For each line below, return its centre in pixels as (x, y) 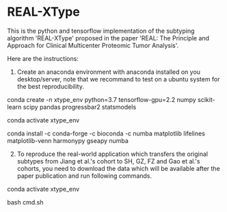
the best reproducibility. (50, 86)
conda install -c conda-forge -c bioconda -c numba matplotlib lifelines (106, 133)
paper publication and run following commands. (84, 176)
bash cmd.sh (25, 202)
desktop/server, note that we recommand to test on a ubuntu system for (118, 79)
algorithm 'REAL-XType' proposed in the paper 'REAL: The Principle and (108, 38)
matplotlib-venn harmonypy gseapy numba (68, 140)
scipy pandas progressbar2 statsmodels (80, 107)
